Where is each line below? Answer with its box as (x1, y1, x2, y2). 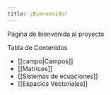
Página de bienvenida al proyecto (7, 30, 105, 38)
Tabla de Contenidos (7, 43, 68, 51)
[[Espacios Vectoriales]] (17, 79, 88, 88)
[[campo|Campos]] (17, 57, 74, 65)
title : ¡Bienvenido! (7, 10, 69, 18)
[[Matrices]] (17, 64, 53, 72)
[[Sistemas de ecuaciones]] (17, 72, 98, 80)
